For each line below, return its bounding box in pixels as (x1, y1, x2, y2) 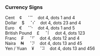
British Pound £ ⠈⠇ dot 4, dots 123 (5, 30, 85, 36)
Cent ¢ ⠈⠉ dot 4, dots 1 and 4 (5, 15, 76, 21)
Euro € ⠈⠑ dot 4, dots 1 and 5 (5, 25, 75, 31)
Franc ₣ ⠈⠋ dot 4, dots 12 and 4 (5, 35, 80, 41)
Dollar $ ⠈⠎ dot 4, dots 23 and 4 (5, 20, 81, 26)
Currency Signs (5, 4, 43, 11)
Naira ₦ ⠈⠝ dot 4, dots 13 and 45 (5, 41, 82, 46)
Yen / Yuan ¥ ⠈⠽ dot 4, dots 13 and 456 (5, 45, 95, 52)
